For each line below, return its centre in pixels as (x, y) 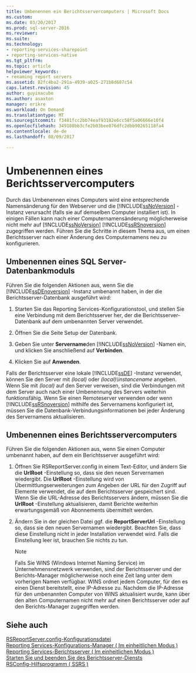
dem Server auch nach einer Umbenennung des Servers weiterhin (86, 392)
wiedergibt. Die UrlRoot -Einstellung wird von (69, 479)
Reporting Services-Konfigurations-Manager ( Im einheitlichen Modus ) (92, 645)
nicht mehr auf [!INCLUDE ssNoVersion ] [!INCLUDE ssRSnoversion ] (86, 225)
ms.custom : (19, 17)
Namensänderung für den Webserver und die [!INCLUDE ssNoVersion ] (91, 206)
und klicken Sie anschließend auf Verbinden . (69, 350)
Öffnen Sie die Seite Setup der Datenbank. (66, 332)
